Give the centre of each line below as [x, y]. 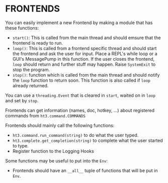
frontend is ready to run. [38, 43]
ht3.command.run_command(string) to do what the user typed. [75, 135]
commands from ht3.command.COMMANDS [45, 115]
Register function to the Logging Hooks [53, 151]
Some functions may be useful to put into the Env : [57, 160]
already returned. [30, 85]
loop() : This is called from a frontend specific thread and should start [85, 48]
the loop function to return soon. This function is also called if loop [81, 80]
